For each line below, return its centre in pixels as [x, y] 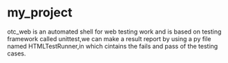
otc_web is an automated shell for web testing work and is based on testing [114, 32]
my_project [40, 13]
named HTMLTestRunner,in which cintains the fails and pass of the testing [113, 46]
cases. [17, 53]
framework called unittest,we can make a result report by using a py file [109, 38]
